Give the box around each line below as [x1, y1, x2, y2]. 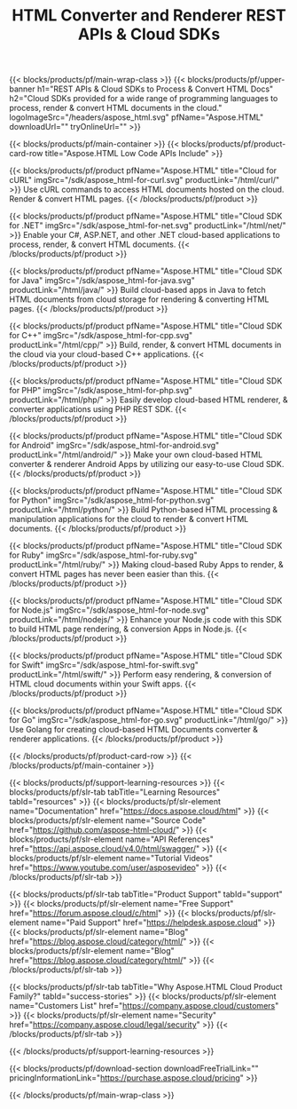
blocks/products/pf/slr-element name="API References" [9, 834, 215, 844]
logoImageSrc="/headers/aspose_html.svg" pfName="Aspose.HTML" [9, 112, 264, 123]
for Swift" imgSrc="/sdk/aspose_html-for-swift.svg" [9, 660, 199, 670]
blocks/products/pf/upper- [187, 75, 285, 85]
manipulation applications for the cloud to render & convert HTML [9, 514, 249, 525]
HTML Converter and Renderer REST [12, 5, 286, 26]
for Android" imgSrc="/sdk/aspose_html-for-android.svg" [9, 440, 220, 451]
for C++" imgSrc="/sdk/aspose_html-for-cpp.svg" [9, 330, 193, 341]
